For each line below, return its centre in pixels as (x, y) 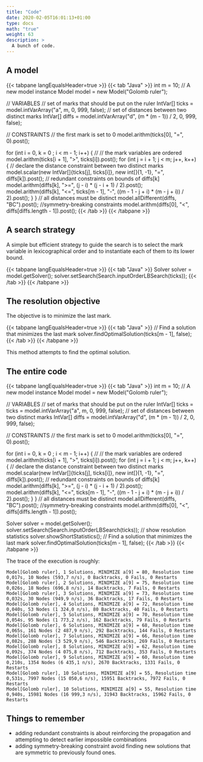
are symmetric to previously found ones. (65, 752)
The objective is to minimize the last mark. (59, 316)
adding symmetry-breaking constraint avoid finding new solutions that (103, 746)
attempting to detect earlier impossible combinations (81, 740)
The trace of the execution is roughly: (53, 561)
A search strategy (41, 230)
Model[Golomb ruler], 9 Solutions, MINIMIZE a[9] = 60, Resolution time (100, 657)
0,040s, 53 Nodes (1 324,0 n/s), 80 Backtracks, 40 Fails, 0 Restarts (97, 609)
